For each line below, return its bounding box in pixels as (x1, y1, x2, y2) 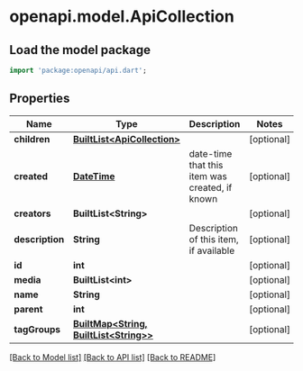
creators (14, 207, 51, 220)
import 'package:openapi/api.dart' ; (9, 66, 147, 75)
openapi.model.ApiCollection (9, 6, 234, 27)
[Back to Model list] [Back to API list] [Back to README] (9, 351, 216, 362)
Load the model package (9, 42, 151, 58)
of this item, (188, 232, 239, 245)
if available (188, 244, 235, 257)
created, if (188, 181, 233, 194)
